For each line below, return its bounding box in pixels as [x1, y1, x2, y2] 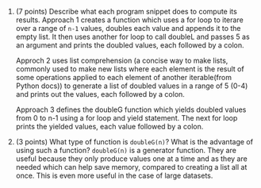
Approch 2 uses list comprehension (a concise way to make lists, [15, 56, 228, 65]
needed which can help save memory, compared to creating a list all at [15, 163, 248, 171]
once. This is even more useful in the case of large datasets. [15, 171, 213, 180]
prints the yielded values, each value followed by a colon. [15, 122, 204, 131]
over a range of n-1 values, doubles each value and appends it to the [15, 24, 241, 33]
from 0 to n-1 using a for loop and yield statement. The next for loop [15, 113, 238, 122]
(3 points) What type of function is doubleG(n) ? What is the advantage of [15, 137, 254, 146]
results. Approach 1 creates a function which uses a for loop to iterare [15, 15, 244, 25]
